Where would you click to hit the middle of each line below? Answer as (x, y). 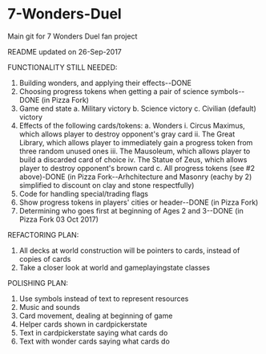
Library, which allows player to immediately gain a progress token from (136, 142)
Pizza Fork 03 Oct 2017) (59, 219)
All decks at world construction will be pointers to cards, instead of (129, 250)
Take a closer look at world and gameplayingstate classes (114, 267)
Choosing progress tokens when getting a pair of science (114, 91)
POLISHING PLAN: (38, 283)
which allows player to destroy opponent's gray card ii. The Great (127, 134)
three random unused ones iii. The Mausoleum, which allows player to (135, 151)
